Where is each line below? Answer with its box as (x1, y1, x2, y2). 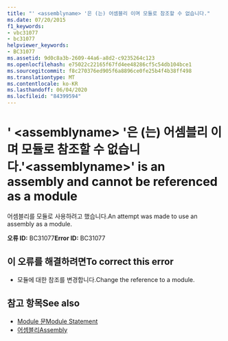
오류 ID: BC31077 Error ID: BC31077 (7, 234, 106, 242)
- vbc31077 (7, 29, 38, 36)
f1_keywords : (7, 23, 45, 30)
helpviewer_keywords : (7, 42, 69, 49)
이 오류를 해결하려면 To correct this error (7, 256, 174, 268)
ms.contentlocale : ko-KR (7, 80, 78, 87)
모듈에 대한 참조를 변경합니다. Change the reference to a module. (16, 275, 195, 283)
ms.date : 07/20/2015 (7, 16, 67, 23)
